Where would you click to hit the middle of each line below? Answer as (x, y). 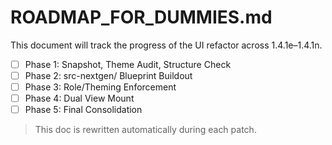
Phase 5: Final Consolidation (83, 110)
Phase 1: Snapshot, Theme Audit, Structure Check (128, 64)
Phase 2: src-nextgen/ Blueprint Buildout (108, 75)
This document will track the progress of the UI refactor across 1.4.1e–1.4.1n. (166, 45)
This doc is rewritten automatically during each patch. (145, 130)
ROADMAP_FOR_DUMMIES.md (141, 17)
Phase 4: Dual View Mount (79, 98)
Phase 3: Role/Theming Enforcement (100, 87)
